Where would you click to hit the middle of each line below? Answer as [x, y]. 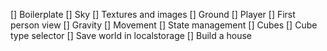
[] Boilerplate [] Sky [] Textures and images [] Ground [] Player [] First [153, 14]
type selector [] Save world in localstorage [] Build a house [131, 35]
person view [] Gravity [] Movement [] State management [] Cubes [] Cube [164, 25]
